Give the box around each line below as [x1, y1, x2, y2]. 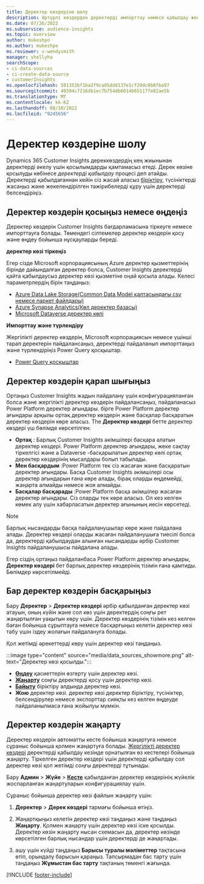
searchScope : [6, 60, 39, 66]
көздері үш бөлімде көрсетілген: [6, 424, 91, 432]
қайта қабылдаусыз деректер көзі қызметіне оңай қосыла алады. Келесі [6, 272, 195, 280]
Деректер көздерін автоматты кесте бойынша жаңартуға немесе [6, 736, 177, 743]
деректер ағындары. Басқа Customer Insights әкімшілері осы [15, 468, 174, 475]
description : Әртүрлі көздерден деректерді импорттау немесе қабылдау [6, 15, 189, 21]
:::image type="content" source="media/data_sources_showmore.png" [6, 651, 184, 658]
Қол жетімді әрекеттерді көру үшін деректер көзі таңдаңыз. [6, 640, 162, 647]
